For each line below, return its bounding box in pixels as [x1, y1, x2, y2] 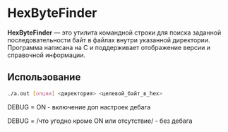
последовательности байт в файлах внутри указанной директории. [7, 35, 210, 44]
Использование [7, 71, 81, 83]
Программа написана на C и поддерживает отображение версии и [7, 43, 210, 52]
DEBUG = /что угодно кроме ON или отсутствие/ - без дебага [7, 116, 193, 125]
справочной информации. [7, 51, 86, 59]
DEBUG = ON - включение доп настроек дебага [7, 102, 151, 111]
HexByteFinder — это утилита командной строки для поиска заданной [7, 28, 222, 37]
